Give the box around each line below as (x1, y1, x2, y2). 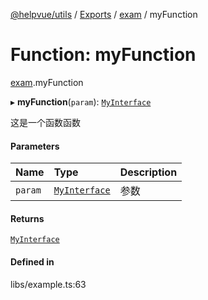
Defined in (10, 255, 55, 268)
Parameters (10, 140, 60, 152)
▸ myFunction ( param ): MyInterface (10, 95, 152, 108)
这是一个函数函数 (10, 116, 81, 128)
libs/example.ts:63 (10, 278, 87, 290)
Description (119, 165, 178, 179)
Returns (10, 212, 45, 224)
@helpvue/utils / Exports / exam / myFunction (10, 9, 198, 20)
